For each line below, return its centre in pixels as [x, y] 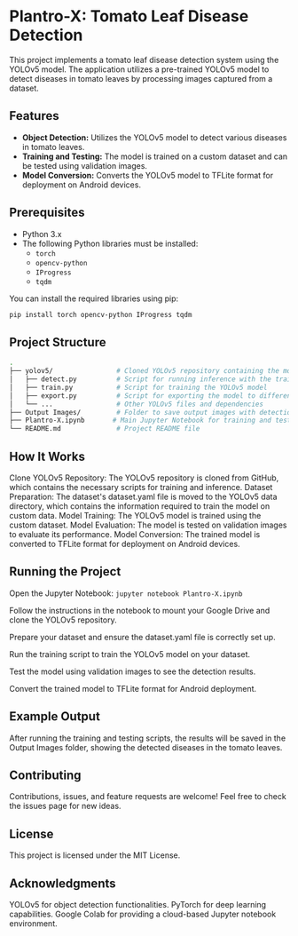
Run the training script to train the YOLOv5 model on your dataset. [130, 654]
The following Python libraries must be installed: [110, 243]
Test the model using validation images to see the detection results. [133, 671]
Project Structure [58, 342]
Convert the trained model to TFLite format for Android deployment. [133, 688]
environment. [33, 924]
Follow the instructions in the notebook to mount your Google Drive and [140, 610]
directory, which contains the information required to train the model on [140, 506]
